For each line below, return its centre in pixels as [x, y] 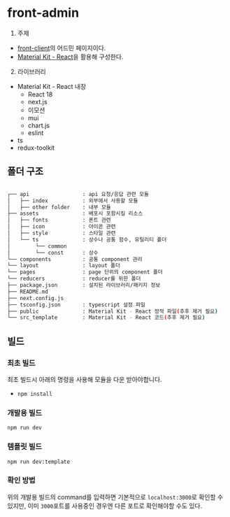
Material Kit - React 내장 [52, 86]
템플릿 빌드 [25, 447]
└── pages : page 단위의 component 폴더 [85, 272]
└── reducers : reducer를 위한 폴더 [74, 279]
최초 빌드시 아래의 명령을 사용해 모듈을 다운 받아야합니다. [85, 379]
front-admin [43, 13]
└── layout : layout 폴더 [64, 266]
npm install [35, 394]
